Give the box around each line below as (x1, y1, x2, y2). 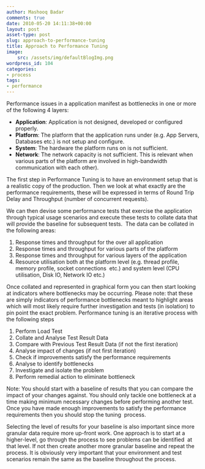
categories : (6, 66, 37, 72)
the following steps (6, 316, 54, 322)
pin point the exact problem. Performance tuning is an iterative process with (6, 309, 198, 316)
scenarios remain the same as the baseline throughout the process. (6, 456, 176, 463)
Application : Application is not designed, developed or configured (15, 118, 183, 126)
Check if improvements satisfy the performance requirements (15, 354, 171, 360)
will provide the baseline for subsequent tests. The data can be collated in (6, 220, 195, 227)
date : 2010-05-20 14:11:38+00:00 (6, 20, 92, 26)
